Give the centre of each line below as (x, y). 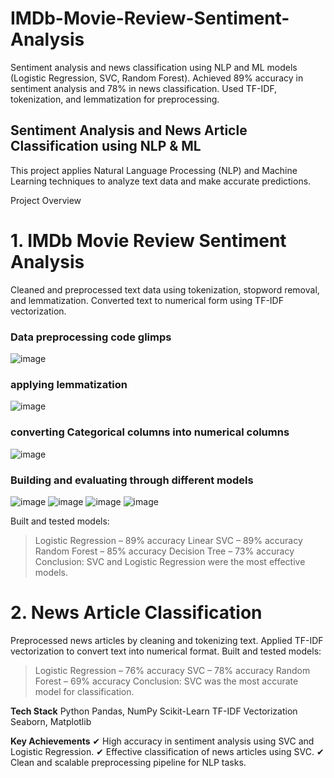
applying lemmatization (69, 384)
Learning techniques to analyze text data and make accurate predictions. (161, 181)
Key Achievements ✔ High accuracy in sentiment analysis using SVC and (162, 741)
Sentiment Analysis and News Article (129, 130)
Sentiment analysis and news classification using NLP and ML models (154, 67)
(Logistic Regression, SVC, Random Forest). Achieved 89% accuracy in (157, 78)
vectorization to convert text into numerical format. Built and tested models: (166, 651)
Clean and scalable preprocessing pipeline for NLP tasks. (128, 762)
